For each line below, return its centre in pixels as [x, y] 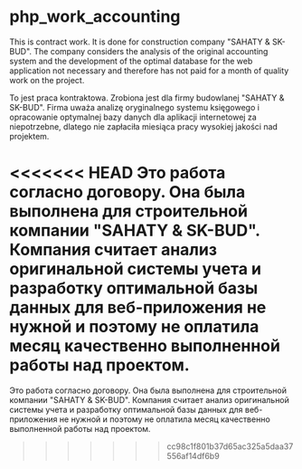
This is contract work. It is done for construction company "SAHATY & [140, 42]
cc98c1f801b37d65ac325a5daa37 [230, 446]
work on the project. [47, 80]
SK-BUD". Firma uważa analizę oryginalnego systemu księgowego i [135, 107]
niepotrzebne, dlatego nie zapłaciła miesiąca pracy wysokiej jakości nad [144, 126]
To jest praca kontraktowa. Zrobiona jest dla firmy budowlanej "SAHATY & [147, 98]
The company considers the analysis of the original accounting [151, 51]
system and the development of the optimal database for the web [131, 61]
